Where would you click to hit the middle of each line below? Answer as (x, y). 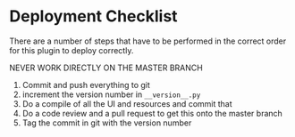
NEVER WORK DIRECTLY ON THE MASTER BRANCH (106, 68)
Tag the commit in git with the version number (107, 123)
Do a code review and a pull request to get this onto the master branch (152, 113)
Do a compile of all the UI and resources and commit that (127, 103)
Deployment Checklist (93, 16)
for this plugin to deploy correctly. (72, 50)
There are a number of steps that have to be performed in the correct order (148, 41)
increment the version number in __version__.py (111, 94)
